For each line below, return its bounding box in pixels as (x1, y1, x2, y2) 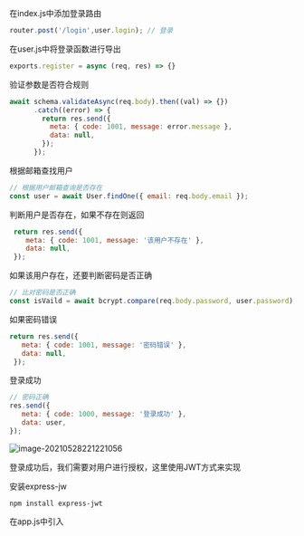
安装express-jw (9, 481, 68, 492)
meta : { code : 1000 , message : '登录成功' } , (21, 410, 187, 419)
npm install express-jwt (9, 499, 103, 508)
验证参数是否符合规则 (9, 79, 89, 90)
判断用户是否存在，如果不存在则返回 (9, 209, 145, 220)
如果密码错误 (9, 313, 57, 324)
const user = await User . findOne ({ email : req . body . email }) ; (9, 191, 249, 201)
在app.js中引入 (9, 515, 64, 527)
